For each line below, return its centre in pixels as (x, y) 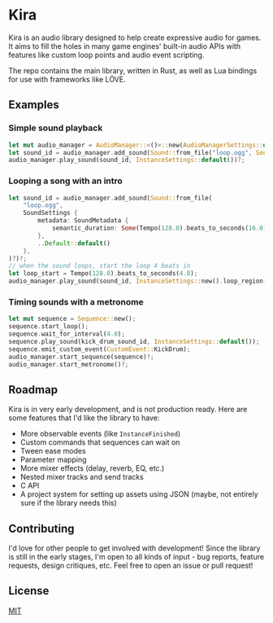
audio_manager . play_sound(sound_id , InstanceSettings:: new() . (116, 281)
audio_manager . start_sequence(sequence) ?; (81, 357)
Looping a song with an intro (66, 181)
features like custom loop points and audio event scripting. (106, 55)
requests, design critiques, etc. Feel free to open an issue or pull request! (131, 566)
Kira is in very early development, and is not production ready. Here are (128, 410)
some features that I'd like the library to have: (84, 418)
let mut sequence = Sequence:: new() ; (72, 319)
